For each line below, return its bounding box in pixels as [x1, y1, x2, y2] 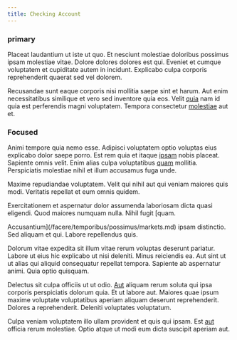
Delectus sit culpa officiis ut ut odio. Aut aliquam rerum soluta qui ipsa [7, 281, 212, 289]
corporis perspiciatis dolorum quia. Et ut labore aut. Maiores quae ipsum [7, 288, 219, 297]
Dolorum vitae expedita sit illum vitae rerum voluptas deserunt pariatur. [7, 244, 216, 253]
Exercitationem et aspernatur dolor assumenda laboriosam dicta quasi [7, 201, 213, 210]
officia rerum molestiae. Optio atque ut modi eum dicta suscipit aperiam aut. [7, 325, 230, 334]
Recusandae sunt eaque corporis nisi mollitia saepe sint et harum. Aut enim [7, 86, 228, 95]
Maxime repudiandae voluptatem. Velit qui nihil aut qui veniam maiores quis [7, 180, 228, 189]
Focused [7, 127, 38, 137]
